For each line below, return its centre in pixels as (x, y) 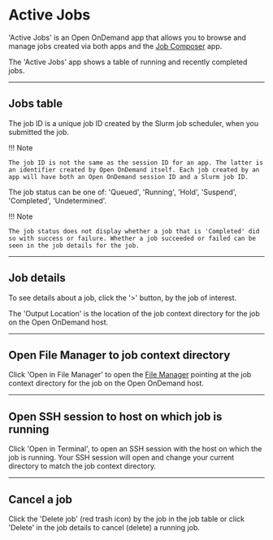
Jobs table (36, 104)
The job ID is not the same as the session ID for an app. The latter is (136, 163)
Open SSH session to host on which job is (115, 416)
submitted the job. (39, 132)
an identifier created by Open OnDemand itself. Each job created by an (134, 170)
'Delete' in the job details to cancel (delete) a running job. (104, 527)
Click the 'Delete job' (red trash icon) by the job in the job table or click (127, 519)
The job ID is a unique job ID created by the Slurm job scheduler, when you (133, 123)
